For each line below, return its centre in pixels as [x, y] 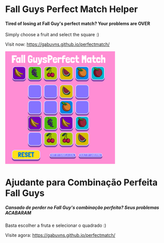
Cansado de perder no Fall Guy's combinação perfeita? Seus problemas [82, 208]
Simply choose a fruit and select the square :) [52, 35]
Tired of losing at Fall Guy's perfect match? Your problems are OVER [78, 23]
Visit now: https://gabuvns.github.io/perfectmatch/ [57, 44]
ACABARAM [18, 213]
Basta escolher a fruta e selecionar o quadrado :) [56, 225]
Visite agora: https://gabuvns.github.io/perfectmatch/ [60, 235]
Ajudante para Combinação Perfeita [81, 183]
